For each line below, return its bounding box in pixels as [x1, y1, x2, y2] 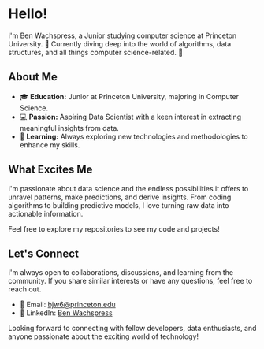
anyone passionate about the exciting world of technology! [8, 332, 199, 341]
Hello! [8, 5, 48, 23]
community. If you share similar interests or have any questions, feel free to [8, 277, 253, 286]
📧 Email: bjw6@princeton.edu [19, 300, 116, 310]
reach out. [8, 284, 42, 294]
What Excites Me [8, 163, 93, 176]
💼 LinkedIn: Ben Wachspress [19, 308, 113, 317]
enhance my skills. [19, 139, 80, 150]
